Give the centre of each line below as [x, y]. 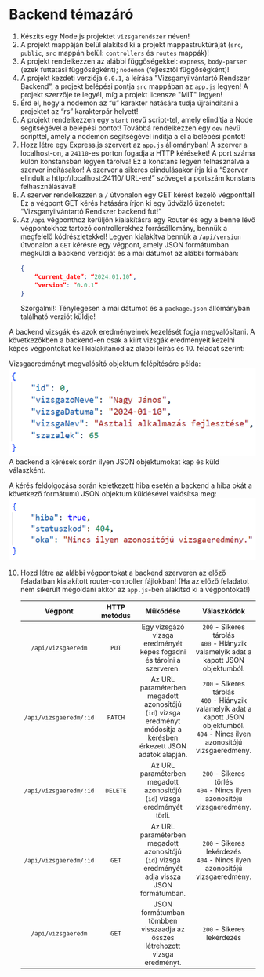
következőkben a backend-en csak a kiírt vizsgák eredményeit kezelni [122, 340]
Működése [163, 611]
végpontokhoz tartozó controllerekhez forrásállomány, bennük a [124, 228]
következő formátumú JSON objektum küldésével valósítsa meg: [113, 493]
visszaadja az [163, 929]
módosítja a [163, 730]
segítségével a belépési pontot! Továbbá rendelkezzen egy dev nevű [130, 128]
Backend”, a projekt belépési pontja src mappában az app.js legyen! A [134, 86]
